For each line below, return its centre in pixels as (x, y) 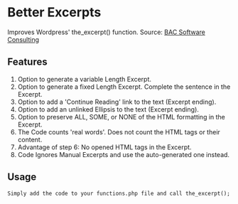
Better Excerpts (54, 12)
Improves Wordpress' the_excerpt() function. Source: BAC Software (107, 32)
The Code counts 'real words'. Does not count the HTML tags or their (119, 131)
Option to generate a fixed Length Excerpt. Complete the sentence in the (124, 87)
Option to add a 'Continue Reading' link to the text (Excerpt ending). (117, 102)
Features (27, 62)
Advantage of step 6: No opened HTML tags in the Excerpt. (104, 147)
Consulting (23, 39)
